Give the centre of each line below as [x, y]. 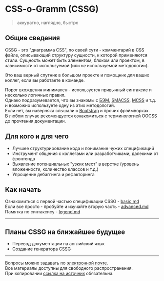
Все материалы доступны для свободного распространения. [69, 268]
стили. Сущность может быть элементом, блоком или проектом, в [75, 60]
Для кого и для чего [37, 137]
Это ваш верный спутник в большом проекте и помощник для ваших [77, 75]
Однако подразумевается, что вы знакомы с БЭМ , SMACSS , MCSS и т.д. [81, 100]
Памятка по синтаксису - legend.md [43, 212]
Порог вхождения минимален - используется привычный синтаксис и [79, 90]
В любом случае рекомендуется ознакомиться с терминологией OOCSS [81, 116]
